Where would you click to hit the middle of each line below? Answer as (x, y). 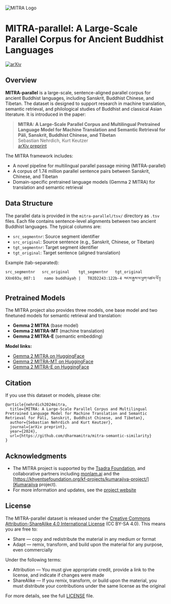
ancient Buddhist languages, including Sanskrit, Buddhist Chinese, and (80, 98)
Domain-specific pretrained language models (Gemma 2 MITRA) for (84, 182)
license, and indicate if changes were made (58, 575)
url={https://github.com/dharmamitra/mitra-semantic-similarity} (81, 436)
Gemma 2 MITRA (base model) (45, 325)
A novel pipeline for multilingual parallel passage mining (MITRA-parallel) (89, 165)
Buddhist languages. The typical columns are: (53, 226)
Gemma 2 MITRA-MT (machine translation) (58, 331)
